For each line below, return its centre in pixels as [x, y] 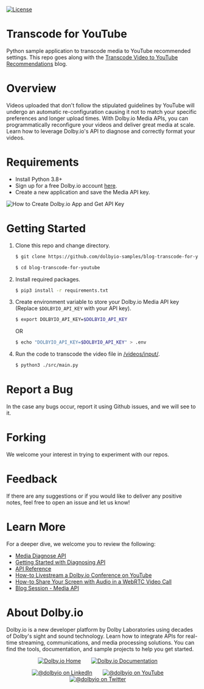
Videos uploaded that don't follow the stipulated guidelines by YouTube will [100, 105]
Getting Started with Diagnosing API [60, 562]
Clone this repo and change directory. [63, 245]
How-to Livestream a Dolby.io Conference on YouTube [83, 575]
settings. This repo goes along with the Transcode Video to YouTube [92, 57]
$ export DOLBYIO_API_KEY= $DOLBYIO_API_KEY [71, 320]
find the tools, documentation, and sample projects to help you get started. [100, 649]
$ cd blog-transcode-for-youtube [58, 267]
